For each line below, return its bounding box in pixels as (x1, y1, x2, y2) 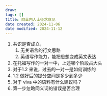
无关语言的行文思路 (20, 47, 61, 53)
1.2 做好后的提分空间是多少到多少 (12, 73, 83, 79)
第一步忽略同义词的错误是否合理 (12, 85, 80, 91)
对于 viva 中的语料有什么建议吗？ (12, 79, 83, 85)
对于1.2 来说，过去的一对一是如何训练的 (12, 67, 96, 73)
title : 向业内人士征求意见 (5, 17, 56, 22)
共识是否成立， (12, 41, 44, 47)
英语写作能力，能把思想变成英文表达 (20, 54, 97, 60)
